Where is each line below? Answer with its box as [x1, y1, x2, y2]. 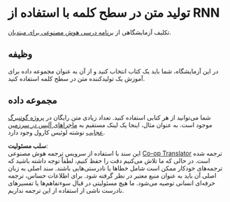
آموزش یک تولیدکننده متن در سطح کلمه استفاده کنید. [8, 74, 145, 82]
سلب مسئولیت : [8, 141, 48, 150]
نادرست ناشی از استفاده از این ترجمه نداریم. [8, 186, 124, 194]
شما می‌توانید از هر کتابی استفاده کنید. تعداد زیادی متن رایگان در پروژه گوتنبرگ [8, 113, 212, 122]
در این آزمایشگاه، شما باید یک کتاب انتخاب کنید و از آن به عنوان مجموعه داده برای [8, 66, 219, 75]
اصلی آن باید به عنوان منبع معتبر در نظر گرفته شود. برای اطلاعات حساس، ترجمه [8, 171, 217, 180]
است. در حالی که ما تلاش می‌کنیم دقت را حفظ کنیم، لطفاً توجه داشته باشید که [8, 156, 210, 165]
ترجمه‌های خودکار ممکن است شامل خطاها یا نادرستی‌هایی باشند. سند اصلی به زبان [8, 164, 223, 172]
